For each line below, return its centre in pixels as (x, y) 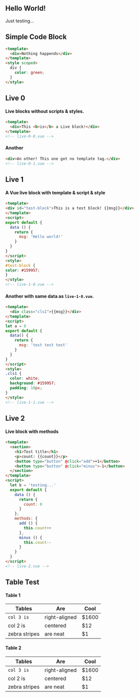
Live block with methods (32, 431)
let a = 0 (16, 326)
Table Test (22, 582)
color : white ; (25, 379)
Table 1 (13, 595)
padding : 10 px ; (26, 388)
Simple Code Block (36, 37)
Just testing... (20, 21)
